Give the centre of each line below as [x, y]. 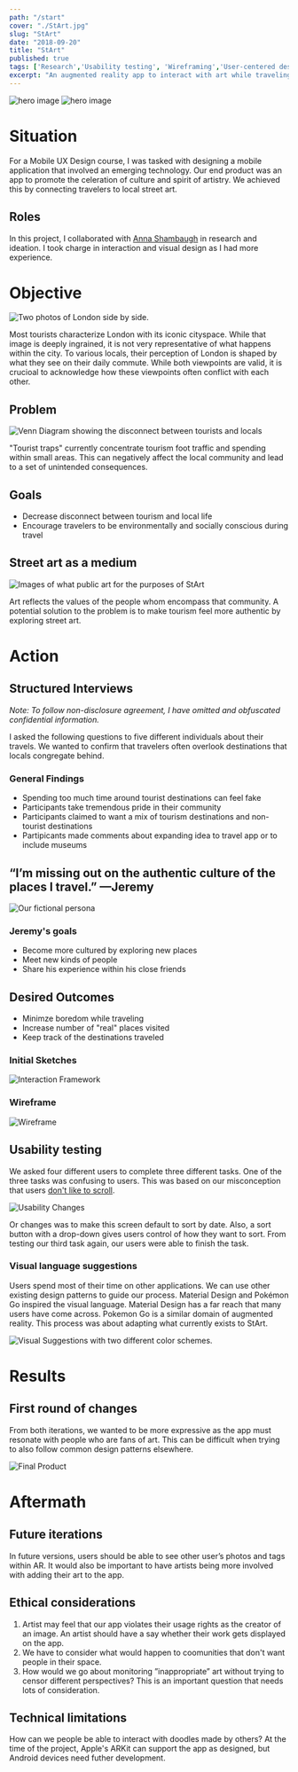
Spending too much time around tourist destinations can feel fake [141, 798]
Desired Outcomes [62, 997]
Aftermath [48, 1502]
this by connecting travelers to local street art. [93, 189]
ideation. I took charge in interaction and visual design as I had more [134, 247]
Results [38, 1376]
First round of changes [73, 1409]
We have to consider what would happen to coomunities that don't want [153, 1652]
